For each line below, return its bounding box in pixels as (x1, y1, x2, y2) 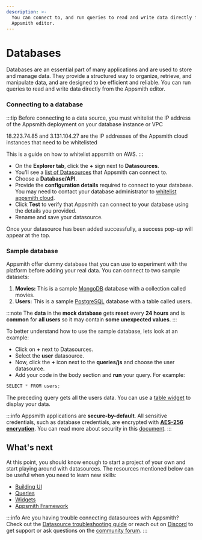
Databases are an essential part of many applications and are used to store (6, 66, 192, 73)
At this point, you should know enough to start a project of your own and (6, 458, 186, 466)
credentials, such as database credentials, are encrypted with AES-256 (6, 418, 183, 426)
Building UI (14, 483, 42, 490)
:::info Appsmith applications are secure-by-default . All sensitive (6, 412, 167, 419)
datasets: (6, 273, 29, 280)
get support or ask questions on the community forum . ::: (6, 527, 148, 534)
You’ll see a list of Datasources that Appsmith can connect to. (14, 169, 168, 176)
